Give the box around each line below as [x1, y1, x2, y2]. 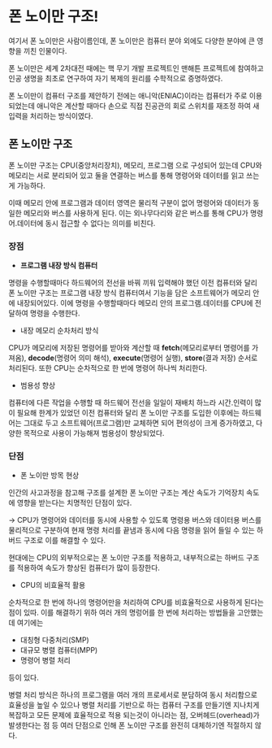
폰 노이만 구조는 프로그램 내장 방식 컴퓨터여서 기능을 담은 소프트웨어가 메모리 [8, 288, 252, 298]
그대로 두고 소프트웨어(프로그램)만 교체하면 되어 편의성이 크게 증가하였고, [23, 418, 254, 428]
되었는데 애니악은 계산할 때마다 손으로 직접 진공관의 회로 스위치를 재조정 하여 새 [8, 101, 260, 111]
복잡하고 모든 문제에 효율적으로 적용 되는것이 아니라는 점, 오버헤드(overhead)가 [8, 711, 260, 720]
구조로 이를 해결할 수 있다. [23, 536, 106, 546]
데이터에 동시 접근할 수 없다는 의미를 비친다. [16, 218, 156, 228]
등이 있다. [8, 672, 39, 683]
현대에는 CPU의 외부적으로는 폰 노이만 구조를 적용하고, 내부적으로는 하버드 [8, 553, 245, 563]
